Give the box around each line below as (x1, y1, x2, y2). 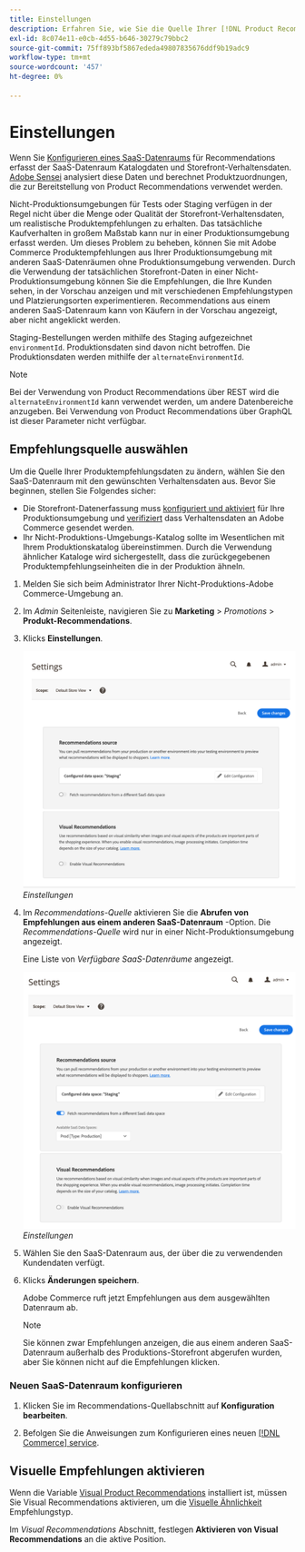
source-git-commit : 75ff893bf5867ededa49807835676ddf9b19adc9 (9, 44, 250, 53)
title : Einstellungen (9, 15, 92, 24)
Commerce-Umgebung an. (22, 588, 123, 598)
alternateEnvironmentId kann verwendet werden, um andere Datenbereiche (9, 396, 293, 407)
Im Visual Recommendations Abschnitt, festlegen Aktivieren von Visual (9, 1524, 279, 1535)
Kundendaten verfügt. (22, 1258, 105, 1269)
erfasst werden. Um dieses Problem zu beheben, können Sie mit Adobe (9, 237, 277, 248)
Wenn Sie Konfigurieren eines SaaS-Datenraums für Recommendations (9, 152, 276, 163)
